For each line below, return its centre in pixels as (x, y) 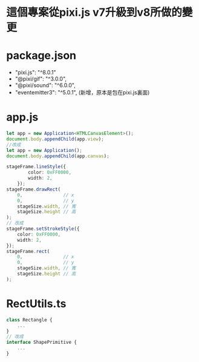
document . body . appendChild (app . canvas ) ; (58, 156)
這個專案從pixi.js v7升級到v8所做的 (94, 12)
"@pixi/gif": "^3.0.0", (41, 79)
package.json (41, 56)
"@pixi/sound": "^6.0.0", (45, 85)
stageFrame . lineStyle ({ (36, 167)
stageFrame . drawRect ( (34, 189)
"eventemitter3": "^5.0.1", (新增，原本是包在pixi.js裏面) (82, 93)
